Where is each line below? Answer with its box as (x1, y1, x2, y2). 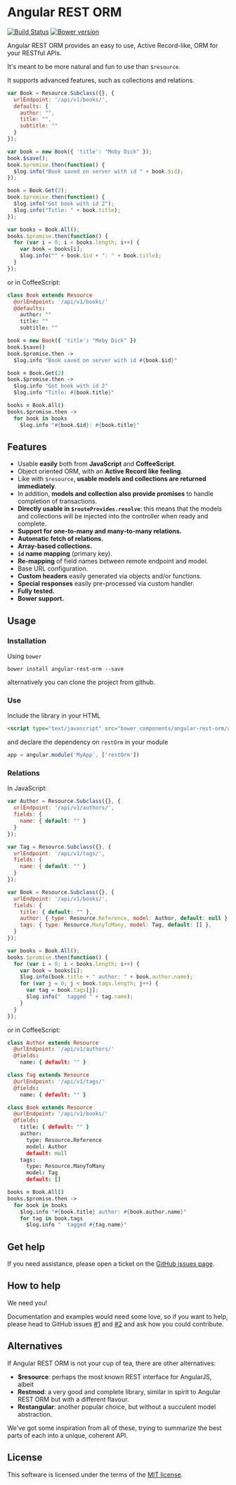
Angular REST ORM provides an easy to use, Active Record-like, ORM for (7, 41, 218, 49)
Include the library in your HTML (7, 712, 101, 720)
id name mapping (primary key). (17, 549, 112, 558)
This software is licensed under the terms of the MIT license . (7, 1470, 183, 1479)
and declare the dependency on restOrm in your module (7, 738, 169, 747)
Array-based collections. (17, 542, 93, 550)
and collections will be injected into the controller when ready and (17, 512, 209, 521)
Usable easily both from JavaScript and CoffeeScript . (17, 459, 176, 468)
